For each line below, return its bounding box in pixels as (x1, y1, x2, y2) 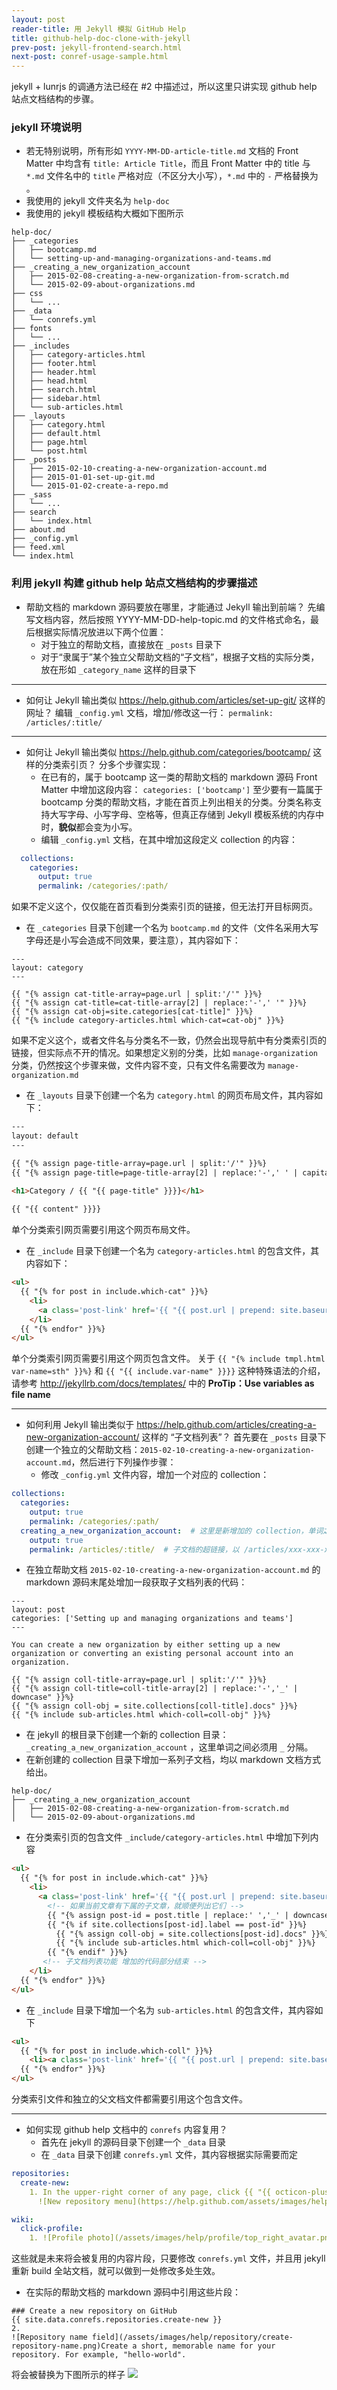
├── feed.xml (11, 542, 66, 553)
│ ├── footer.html (11, 359, 98, 369)
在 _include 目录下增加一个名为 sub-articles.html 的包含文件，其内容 (25, 2004, 315, 2016)
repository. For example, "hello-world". (11, 2350, 187, 2360)
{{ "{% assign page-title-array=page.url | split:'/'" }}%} (11, 1158, 268, 1168)
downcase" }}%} (11, 1692, 75, 1703)
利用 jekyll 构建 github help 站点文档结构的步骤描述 (11, 576, 258, 590)
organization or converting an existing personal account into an (11, 1649, 294, 1659)
